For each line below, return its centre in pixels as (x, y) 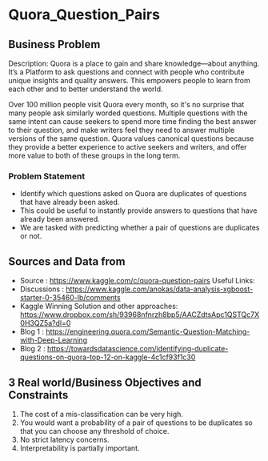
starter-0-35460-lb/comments (70, 298)
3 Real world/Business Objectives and (105, 382)
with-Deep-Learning (54, 340)
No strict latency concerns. (64, 439)
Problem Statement (47, 176)
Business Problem (54, 44)
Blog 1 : (32, 332)
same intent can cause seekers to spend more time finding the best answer (132, 121)
